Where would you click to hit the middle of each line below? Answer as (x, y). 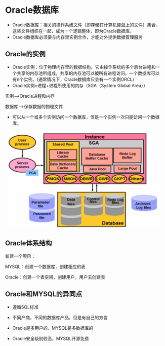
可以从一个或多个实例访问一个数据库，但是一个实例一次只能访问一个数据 (86, 117)
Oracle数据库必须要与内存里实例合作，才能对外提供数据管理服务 (78, 37)
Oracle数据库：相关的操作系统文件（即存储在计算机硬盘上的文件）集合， (86, 25)
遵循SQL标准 (25, 307)
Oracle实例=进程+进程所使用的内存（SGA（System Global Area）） (80, 85)
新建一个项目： (20, 256)
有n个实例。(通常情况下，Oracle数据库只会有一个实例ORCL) (73, 79)
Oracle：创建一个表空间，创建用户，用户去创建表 (55, 277)
